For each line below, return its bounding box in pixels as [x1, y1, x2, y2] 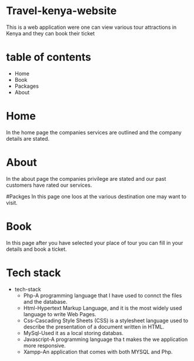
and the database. [23, 298, 68, 305]
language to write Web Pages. [23, 310, 96, 317]
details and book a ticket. [6, 246, 67, 253]
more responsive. [23, 342, 66, 349]
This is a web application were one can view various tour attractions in [6, 24, 177, 31]
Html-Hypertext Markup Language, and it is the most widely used [23, 304, 182, 312]
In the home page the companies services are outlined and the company [6, 128, 182, 136]
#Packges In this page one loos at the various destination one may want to [6, 193, 187, 200]
